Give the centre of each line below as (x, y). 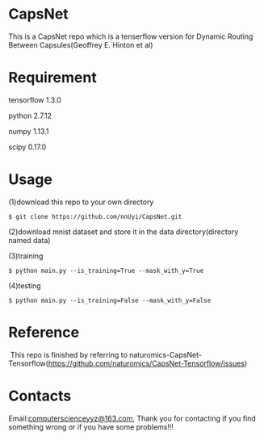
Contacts (40, 396)
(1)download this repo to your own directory (81, 202)
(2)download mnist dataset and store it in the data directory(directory (124, 232)
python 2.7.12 (30, 115)
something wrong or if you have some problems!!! (91, 427)
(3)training (26, 256)
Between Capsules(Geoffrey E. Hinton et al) (81, 44)
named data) (29, 240)
